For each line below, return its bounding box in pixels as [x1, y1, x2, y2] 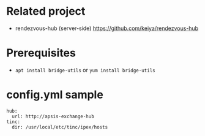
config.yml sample [6, 88, 104, 102]
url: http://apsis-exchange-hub [12, 113, 95, 119]
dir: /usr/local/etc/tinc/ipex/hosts [12, 124, 108, 130]
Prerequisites [6, 46, 76, 60]
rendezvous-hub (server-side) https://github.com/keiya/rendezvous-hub [15, 25, 199, 32]
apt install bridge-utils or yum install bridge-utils [15, 66, 155, 74]
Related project [6, 4, 86, 18]
